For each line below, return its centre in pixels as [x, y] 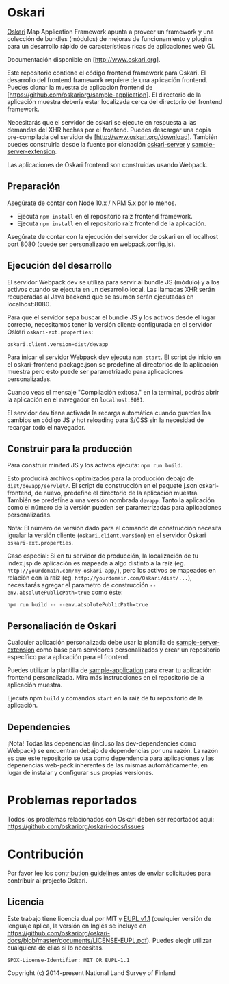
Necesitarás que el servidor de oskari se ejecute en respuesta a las [102, 122]
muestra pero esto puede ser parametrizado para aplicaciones [95, 371]
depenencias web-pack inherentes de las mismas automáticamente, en [108, 765]
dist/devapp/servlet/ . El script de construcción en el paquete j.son [102, 486]
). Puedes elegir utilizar [179, 940]
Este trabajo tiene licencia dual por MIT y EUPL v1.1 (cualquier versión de [109, 918]
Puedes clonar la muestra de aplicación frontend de [80, 87]
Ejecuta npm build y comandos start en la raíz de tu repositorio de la [105, 698]
